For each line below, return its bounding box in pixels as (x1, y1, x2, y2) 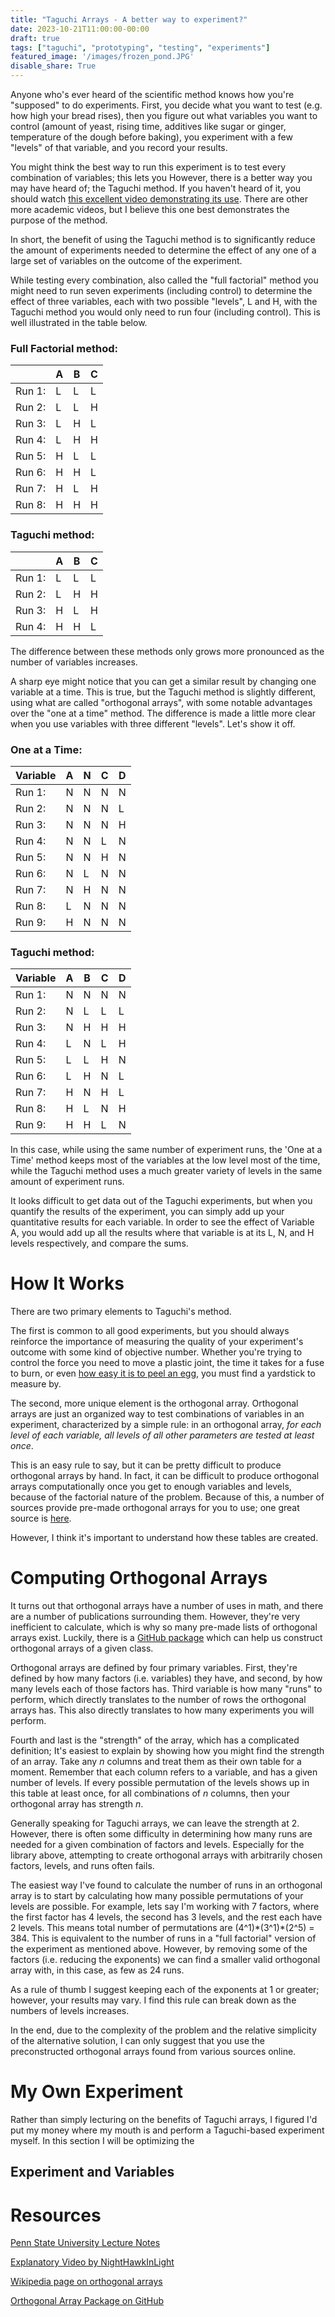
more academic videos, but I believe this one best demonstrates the (10, 204, 290, 215)
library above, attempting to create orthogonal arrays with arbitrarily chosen (10, 1849, 323, 1861)
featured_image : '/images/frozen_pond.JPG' (10, 52, 195, 62)
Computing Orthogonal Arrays (10, 1567, 268, 1590)
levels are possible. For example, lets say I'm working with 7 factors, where (10, 1901, 320, 1913)
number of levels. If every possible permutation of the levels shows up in (10, 1777, 310, 1789)
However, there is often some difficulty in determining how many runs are (10, 1828, 313, 1840)
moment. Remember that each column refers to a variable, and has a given (10, 1766, 318, 1778)
